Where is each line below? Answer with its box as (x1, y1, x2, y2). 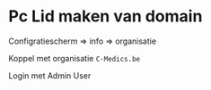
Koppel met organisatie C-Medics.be (8, 53, 141, 63)
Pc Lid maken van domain (8, 6, 203, 27)
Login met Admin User (8, 70, 92, 81)
